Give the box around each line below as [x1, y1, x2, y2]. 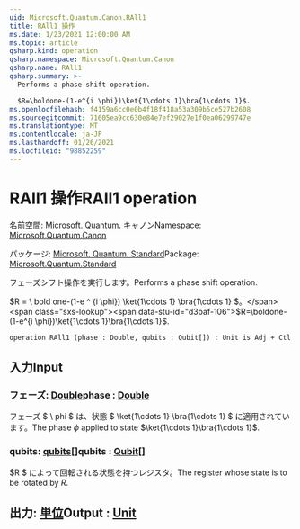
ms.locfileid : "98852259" [9, 147, 106, 156]
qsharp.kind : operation [9, 47, 99, 56]
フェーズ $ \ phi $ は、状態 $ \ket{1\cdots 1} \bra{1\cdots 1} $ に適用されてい [9, 411, 290, 422]
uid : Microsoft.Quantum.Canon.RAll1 [9, 13, 146, 22]
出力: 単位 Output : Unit [9, 506, 137, 521]
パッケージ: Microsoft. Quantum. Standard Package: [9, 248, 199, 259]
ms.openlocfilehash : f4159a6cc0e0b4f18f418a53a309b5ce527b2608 [9, 104, 251, 113]
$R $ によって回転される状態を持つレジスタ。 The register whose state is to [9, 467, 287, 478]
